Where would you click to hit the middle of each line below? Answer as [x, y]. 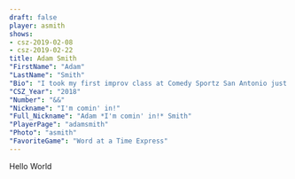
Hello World [31, 166]
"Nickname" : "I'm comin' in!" [65, 108]
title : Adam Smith [43, 58]
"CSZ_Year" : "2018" [45, 91]
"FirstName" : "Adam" [47, 67]
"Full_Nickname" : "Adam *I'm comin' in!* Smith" [101, 116]
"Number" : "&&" [37, 100]
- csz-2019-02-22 [41, 51]
